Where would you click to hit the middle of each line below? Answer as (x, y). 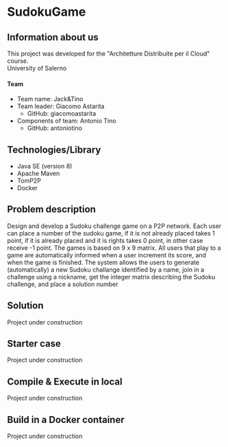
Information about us (53, 37)
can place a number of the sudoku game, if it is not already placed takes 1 (111, 233)
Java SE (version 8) (45, 166)
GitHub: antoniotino (54, 128)
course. (18, 61)
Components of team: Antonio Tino (66, 121)
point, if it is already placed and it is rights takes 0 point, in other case (105, 240)
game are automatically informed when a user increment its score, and (107, 255)
